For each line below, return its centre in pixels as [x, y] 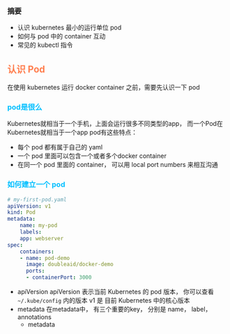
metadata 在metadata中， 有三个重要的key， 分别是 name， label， [114, 310]
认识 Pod [26, 69]
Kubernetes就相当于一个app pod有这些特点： [72, 132]
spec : [15, 245]
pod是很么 [25, 108]
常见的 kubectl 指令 [45, 45]
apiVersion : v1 [29, 206]
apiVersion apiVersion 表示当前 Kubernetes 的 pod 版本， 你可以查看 [116, 292]
